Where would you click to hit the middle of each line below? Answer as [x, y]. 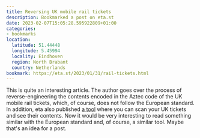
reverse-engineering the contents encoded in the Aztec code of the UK [94, 97]
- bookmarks [21, 34]
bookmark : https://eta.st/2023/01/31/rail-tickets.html [77, 73]
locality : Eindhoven [37, 56]
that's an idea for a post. [37, 128]
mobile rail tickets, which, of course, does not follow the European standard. [101, 103]
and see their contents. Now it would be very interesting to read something [99, 116]
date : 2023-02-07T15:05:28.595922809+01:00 [62, 23]
